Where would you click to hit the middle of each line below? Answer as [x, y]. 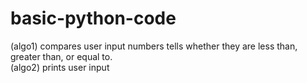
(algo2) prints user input [60, 67]
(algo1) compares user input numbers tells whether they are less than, [154, 46]
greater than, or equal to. [61, 56]
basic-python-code [93, 18]
